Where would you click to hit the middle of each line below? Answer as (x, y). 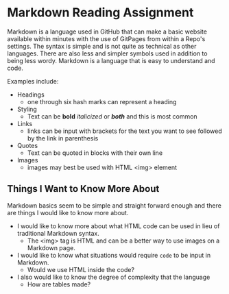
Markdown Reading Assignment (100, 13)
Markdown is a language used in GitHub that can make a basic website (107, 32)
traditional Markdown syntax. (58, 233)
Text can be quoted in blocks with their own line (95, 153)
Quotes (27, 145)
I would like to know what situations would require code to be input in (114, 255)
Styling (27, 109)
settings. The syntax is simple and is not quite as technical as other (102, 46)
